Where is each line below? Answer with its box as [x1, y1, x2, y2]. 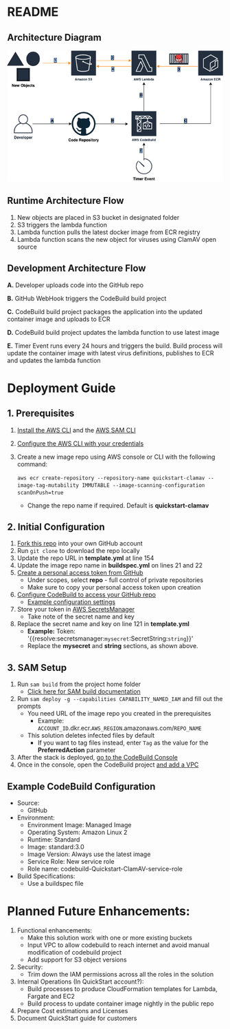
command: [16, 459, 48, 468]
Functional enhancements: [16, 926, 93, 934]
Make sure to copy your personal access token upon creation [27, 583, 201, 592]
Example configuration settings [27, 598, 115, 606]
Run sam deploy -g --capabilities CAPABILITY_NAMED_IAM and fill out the [16, 695, 223, 703]
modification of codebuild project [27, 948, 122, 956]
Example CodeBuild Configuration [7, 780, 156, 792]
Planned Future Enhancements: [7, 904, 190, 919]
